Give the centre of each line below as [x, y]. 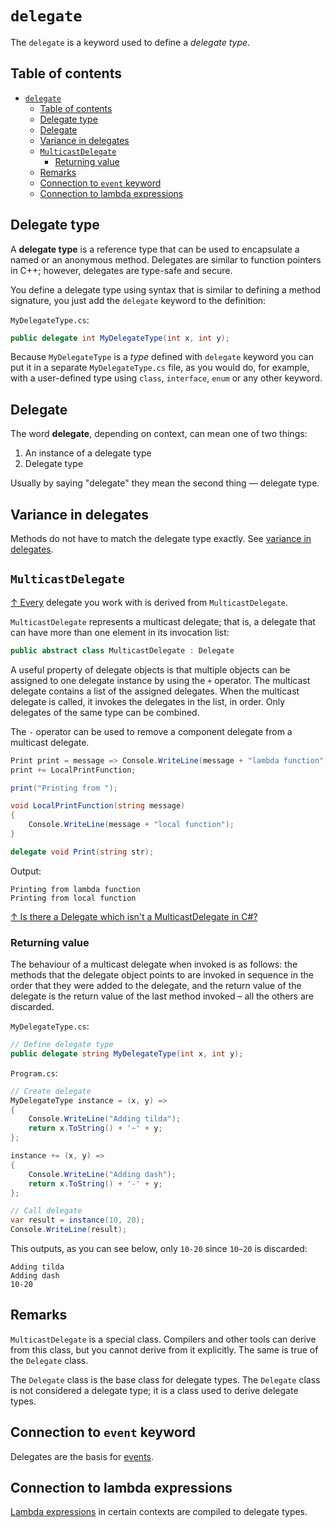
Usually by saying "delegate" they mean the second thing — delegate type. [165, 483]
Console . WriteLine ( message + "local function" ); [131, 825]
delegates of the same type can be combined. [105, 712]
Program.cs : [34, 1073]
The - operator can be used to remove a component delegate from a [151, 731]
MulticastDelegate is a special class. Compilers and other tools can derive [163, 1339]
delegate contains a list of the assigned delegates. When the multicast [155, 691]
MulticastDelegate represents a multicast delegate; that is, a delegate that [163, 621]
